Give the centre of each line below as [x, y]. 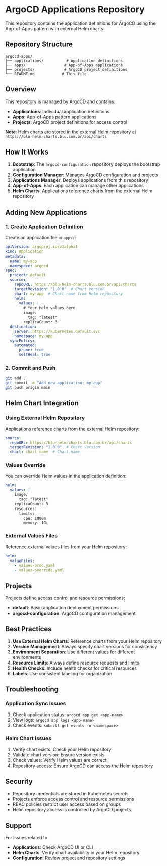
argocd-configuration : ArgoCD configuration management [74, 613]
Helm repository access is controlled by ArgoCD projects [72, 809]
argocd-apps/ [19, 56]
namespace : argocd [29, 266]
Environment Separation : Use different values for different [74, 652]
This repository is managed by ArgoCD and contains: [60, 101]
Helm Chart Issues [28, 738]
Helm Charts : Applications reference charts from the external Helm [82, 191]
